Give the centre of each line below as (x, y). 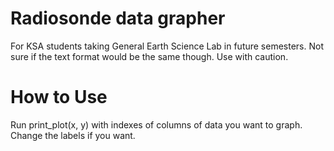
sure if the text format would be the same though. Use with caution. (149, 56)
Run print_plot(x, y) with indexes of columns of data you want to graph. (156, 124)
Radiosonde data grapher (118, 18)
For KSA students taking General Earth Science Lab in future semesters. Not (167, 46)
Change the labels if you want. (73, 135)
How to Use (59, 97)
